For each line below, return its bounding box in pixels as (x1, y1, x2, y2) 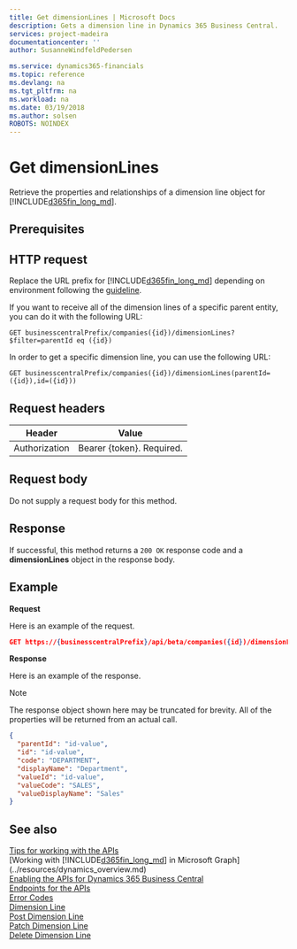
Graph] (214, 855, 240, 866)
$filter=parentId (9, 336, 73, 345)
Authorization (13, 442, 70, 454)
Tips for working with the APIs (9, 845, 119, 856)
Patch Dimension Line (9, 921, 88, 931)
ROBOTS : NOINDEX (9, 120, 69, 128)
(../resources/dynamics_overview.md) (9, 864, 148, 875)
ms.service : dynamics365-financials (9, 62, 144, 71)
